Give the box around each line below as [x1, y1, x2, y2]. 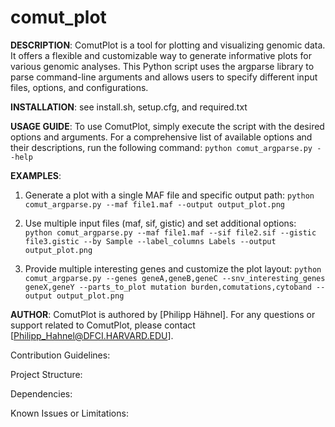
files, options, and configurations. [10, 81, 149, 93]
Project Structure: [10, 368, 83, 380]
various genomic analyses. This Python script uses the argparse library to [10, 60, 315, 72]
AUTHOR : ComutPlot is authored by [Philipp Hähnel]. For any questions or [10, 308, 316, 320]
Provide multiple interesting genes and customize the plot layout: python [24, 262, 322, 275]
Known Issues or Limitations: [10, 407, 129, 419]
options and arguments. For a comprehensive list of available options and [10, 131, 313, 143]
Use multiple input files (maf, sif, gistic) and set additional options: [24, 217, 297, 229]
